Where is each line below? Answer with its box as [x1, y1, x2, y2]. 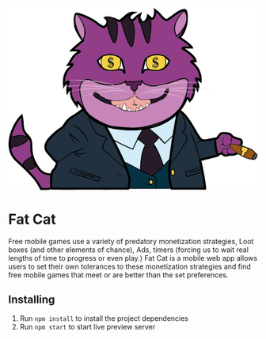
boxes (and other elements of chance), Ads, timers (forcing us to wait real [8, 245, 249, 254]
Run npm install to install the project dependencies [19, 314, 188, 323]
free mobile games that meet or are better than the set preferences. [8, 269, 229, 280]
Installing [8, 292, 55, 306]
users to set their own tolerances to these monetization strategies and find [8, 262, 251, 271]
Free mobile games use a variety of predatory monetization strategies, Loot [8, 236, 254, 246]
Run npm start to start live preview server [19, 322, 156, 332]
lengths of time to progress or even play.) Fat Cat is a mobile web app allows [8, 253, 258, 262]
